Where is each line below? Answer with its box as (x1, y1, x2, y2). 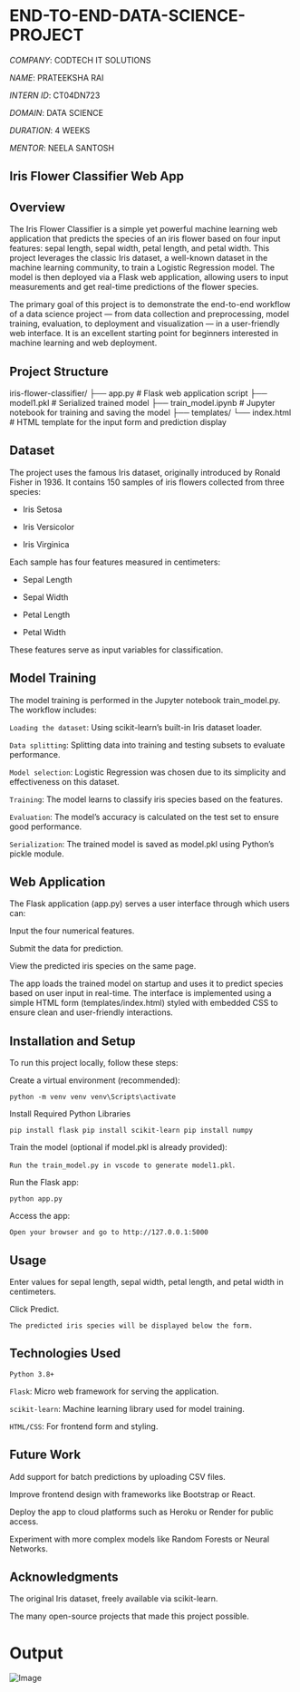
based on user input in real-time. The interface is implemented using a (9, 988, 272, 999)
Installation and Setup (9, 1033, 136, 1049)
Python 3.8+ (9, 1369, 54, 1378)
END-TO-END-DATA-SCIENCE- (9, 5, 247, 26)
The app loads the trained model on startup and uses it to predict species (9, 978, 284, 989)
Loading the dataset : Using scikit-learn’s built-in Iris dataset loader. (9, 721, 263, 732)
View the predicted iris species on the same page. (9, 961, 197, 972)
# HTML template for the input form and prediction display (9, 416, 227, 427)
